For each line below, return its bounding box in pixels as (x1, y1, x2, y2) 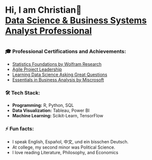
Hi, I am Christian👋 (5, 4, 82, 16)
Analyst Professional (5, 26, 92, 36)
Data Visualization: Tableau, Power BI (12, 107, 90, 113)
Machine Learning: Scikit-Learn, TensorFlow (12, 113, 104, 119)
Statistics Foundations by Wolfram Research (12, 61, 102, 67)
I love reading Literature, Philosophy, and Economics (12, 150, 119, 156)
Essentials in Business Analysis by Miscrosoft (12, 77, 104, 82)
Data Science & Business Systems (5, 15, 147, 26)
